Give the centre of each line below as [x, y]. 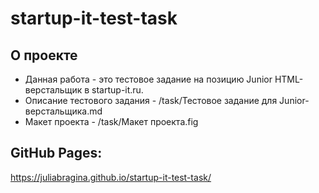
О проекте [44, 55]
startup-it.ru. [117, 90]
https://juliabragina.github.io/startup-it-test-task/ [111, 177]
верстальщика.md [63, 111]
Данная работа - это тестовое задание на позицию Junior [148, 79]
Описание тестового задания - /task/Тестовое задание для [151, 100]
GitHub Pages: [56, 153]
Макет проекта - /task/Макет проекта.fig [111, 121]
